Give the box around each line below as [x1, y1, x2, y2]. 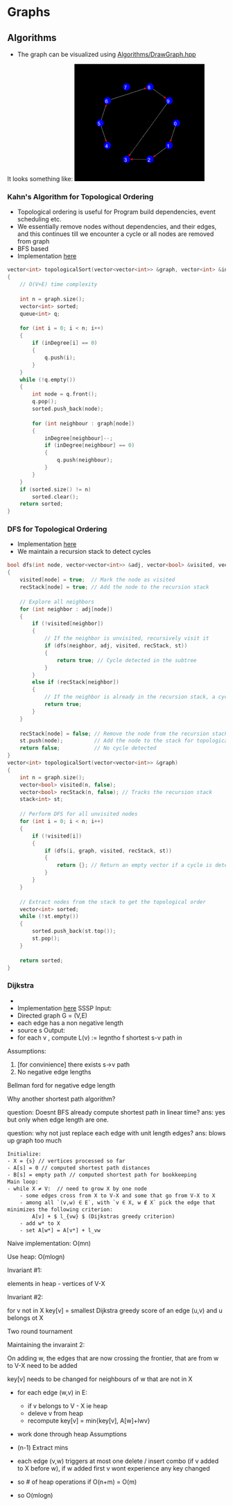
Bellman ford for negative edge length [7, 1081, 116, 1090]
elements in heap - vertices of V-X [7, 1279, 105, 1287]
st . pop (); [32, 935, 60, 942]
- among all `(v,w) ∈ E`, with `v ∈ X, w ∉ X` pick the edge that [19, 1199, 216, 1206]
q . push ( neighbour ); [56, 457, 113, 464]
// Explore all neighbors [19, 598, 95, 605]
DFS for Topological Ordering [7, 525, 107, 534]
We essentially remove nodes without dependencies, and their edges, [17, 223, 217, 231]
